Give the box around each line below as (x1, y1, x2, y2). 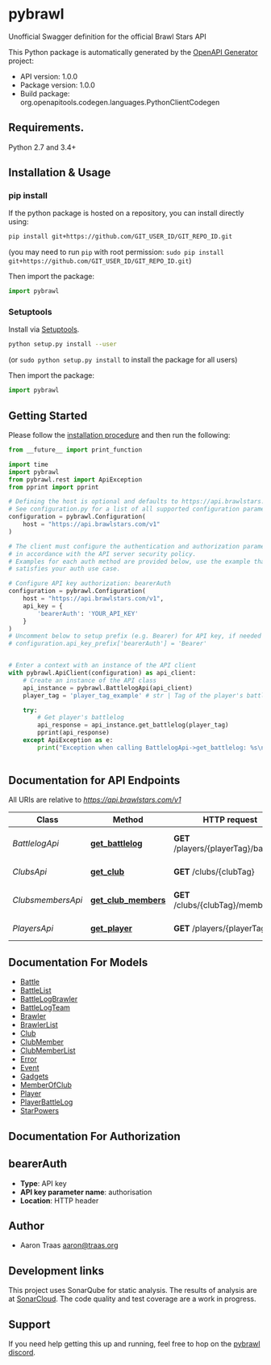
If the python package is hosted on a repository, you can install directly (8, 208, 244, 218)
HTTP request (202, 814, 258, 825)
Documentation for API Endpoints (8, 774, 181, 787)
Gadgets (19, 1071, 49, 1081)
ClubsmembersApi (12, 895, 83, 906)
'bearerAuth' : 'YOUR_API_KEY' (37, 609, 139, 617)
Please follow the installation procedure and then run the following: (8, 430, 231, 440)
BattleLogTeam (19, 1003, 71, 1012)
